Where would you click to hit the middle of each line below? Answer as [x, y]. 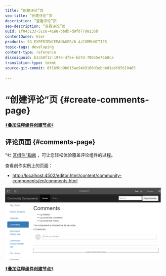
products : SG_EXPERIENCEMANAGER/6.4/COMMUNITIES [56, 42]
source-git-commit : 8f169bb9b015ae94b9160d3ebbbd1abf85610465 [70, 68]
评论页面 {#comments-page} [50, 142]
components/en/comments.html [45, 180]
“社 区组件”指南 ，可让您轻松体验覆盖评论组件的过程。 [60, 155]
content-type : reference [31, 52]
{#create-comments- [104, 100]
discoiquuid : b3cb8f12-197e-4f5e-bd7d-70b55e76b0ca [59, 57]
